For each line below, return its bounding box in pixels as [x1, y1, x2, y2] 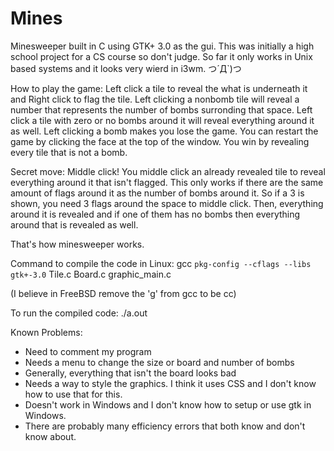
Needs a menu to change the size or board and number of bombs [24, 356, 295, 368]
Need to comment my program [24, 345, 152, 357]
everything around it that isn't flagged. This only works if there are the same [10, 176, 324, 188]
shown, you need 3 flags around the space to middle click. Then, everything [10, 197, 324, 209]
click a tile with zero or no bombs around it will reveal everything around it [10, 114, 315, 126]
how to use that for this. [24, 388, 123, 400]
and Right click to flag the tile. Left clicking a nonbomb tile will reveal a [10, 93, 300, 105]
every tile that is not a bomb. [10, 146, 128, 158]
